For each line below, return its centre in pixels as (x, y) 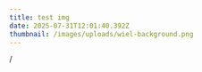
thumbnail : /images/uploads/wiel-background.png (101, 34)
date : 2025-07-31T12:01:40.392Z (69, 26)
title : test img (39, 17)
